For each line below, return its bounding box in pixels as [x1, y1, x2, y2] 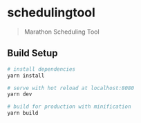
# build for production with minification [7, 103, 131, 111]
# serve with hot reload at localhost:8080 [7, 85, 135, 91]
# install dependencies [7, 65, 76, 73]
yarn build [7, 110, 39, 117]
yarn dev [7, 91, 32, 98]
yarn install [7, 72, 45, 79]
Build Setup [7, 47, 58, 59]
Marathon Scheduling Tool [23, 27, 100, 36]
